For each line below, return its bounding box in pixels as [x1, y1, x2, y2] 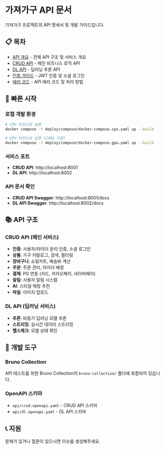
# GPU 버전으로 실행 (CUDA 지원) [5, 136, 66, 141]
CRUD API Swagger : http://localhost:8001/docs [12, 195, 110, 200]
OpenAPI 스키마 [5, 390, 43, 397]
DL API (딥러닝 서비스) [5, 303, 56, 310]
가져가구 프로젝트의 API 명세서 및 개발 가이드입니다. [5, 22, 105, 28]
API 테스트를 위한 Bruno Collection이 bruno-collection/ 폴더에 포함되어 [5, 370, 147, 376]
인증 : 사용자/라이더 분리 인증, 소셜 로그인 [12, 246, 91, 252]
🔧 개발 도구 [5, 343, 37, 351]
